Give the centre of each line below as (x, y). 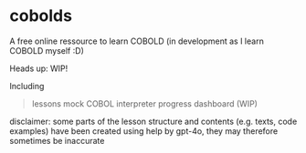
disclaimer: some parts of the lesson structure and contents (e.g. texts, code (153, 121)
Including (27, 86)
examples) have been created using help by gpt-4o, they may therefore (144, 131)
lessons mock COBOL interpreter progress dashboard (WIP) (145, 103)
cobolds (41, 16)
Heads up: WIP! (39, 68)
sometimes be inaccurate (57, 140)
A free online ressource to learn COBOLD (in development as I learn (137, 41)
